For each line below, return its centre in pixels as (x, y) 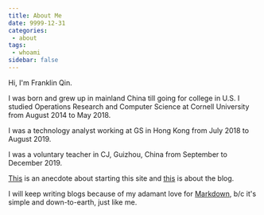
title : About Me (35, 16)
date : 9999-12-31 (37, 23)
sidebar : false (33, 61)
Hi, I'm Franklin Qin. (41, 82)
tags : (17, 45)
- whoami (26, 53)
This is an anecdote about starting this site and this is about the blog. (121, 178)
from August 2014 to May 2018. (60, 115)
